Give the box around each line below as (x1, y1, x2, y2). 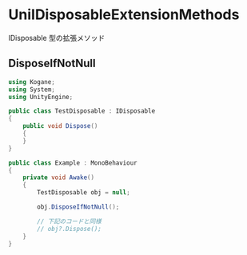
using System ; (8, 86, 56, 94)
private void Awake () (22, 173, 94, 181)
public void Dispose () (22, 122, 98, 130)
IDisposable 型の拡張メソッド (8, 33, 106, 42)
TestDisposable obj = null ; (37, 189, 130, 197)
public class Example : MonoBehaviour (8, 158, 137, 167)
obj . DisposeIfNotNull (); (37, 203, 120, 211)
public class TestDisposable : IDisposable (8, 107, 156, 115)
